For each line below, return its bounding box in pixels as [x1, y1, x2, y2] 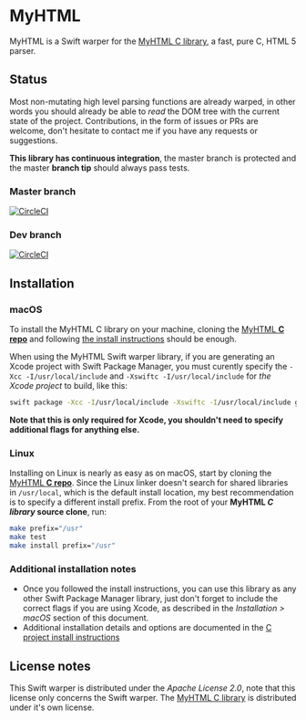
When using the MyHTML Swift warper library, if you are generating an [9, 351, 275, 362]
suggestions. [9, 134, 58, 146]
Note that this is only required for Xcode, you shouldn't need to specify [9, 414, 284, 425]
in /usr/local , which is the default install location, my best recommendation [9, 487, 294, 498]
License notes [9, 658, 91, 673]
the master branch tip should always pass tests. [9, 162, 190, 173]
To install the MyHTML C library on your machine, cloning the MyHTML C [9, 324, 285, 335]
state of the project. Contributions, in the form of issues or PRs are [9, 115, 259, 126]
